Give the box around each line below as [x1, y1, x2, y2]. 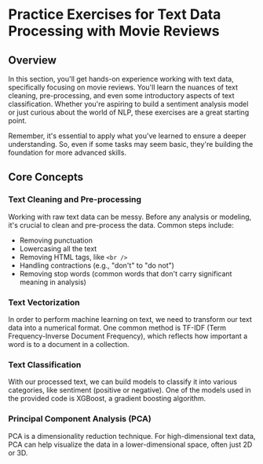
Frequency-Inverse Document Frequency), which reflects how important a [8, 331, 248, 341]
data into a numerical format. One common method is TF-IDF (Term [8, 323, 226, 332]
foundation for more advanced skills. [8, 148, 127, 157]
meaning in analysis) [19, 277, 86, 287]
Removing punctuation [19, 236, 93, 245]
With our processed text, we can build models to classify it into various [8, 377, 238, 386]
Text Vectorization [8, 297, 80, 308]
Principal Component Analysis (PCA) [8, 414, 152, 425]
